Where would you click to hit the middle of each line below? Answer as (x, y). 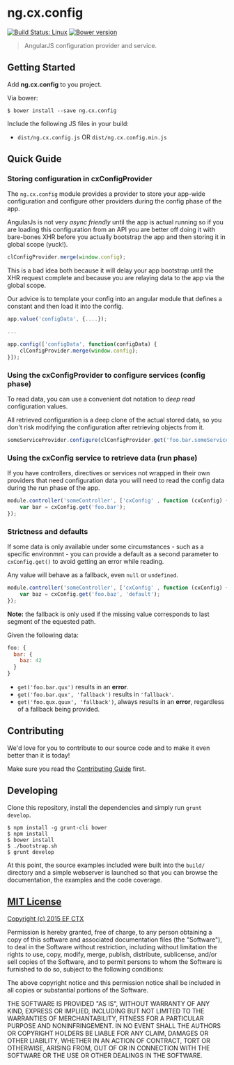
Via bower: (23, 98)
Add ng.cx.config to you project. (55, 84)
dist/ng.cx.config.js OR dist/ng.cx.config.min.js (92, 137)
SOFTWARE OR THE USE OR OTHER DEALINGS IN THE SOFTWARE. (105, 1055)
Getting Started (41, 68)
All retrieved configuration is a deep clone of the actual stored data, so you (115, 420)
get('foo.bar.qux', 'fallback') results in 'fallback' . (95, 694)
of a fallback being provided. (58, 710)
